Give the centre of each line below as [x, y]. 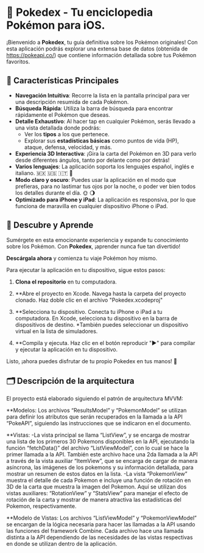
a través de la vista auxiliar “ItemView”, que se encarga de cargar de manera [102, 461]
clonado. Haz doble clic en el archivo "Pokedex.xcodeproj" [89, 300]
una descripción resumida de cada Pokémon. [72, 102]
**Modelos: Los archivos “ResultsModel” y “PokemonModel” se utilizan [97, 411]
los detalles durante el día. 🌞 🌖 [55, 193]
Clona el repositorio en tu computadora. [66, 282]
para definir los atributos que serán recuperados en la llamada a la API [94, 417]
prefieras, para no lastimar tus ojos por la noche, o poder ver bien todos [105, 186]
